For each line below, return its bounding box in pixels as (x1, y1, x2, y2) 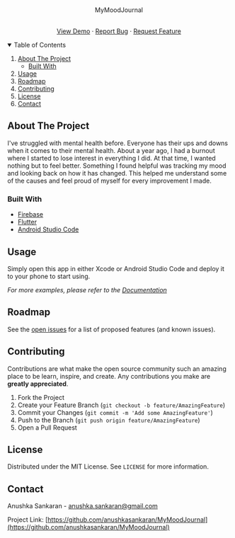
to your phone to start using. (7, 272, 91, 280)
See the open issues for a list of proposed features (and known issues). (7, 325, 216, 333)
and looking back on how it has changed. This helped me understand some (7, 168, 227, 177)
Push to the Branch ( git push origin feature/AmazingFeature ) (17, 416, 200, 424)
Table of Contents (13, 41, 66, 49)
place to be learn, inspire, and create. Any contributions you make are (7, 372, 211, 380)
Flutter (17, 218, 38, 227)
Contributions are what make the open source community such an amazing (7, 364, 227, 373)
